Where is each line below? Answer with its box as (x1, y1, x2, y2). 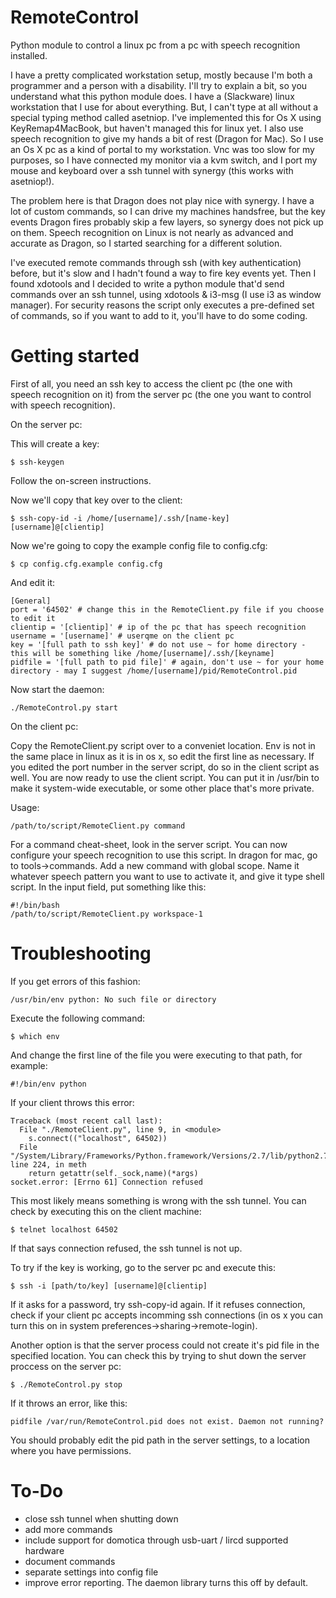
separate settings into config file (24, 1566, 159, 1578)
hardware (24, 1544, 65, 1556)
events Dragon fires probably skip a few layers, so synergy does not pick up (10, 216, 324, 228)
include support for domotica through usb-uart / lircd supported (24, 1534, 289, 1546)
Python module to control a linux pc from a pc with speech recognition (10, 39, 301, 51)
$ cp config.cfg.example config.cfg (10, 559, 163, 569)
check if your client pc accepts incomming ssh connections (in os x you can (10, 1309, 323, 1321)
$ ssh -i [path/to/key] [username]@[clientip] (10, 1281, 208, 1291)
